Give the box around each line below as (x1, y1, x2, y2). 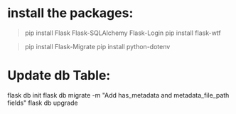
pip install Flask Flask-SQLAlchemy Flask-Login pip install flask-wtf (24, 28, 222, 37)
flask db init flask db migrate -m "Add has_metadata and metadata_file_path (7, 90, 230, 99)
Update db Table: (7, 68, 111, 83)
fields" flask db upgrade (7, 98, 78, 107)
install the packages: (7, 5, 134, 21)
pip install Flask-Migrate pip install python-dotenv (24, 42, 171, 51)
